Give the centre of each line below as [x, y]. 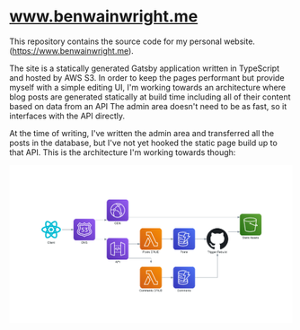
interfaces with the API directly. [67, 116]
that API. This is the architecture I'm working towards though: [123, 152]
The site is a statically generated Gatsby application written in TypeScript [145, 68]
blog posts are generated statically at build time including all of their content [150, 97]
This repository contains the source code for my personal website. [132, 41]
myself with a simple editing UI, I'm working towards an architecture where [147, 87]
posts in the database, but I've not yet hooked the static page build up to [144, 143]
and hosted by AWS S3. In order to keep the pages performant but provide [147, 77]
